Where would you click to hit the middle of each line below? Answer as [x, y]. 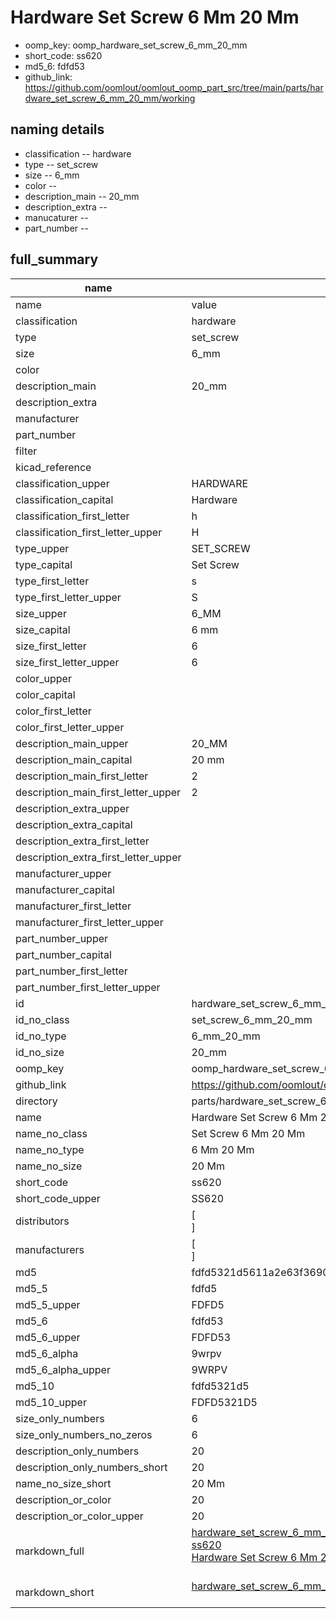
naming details [57, 129]
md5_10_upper [51, 1402]
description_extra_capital [74, 824]
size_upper [41, 613]
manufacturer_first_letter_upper [89, 922]
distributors [42, 1221]
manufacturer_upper [63, 873]
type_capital [44, 564]
